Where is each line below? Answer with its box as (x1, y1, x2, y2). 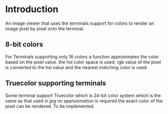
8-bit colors (5, 40, 44, 49)
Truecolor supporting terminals (5, 79, 106, 88)
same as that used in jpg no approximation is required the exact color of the (5, 97, 163, 104)
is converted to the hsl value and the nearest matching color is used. (5, 64, 148, 70)
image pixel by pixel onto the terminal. (5, 25, 85, 31)
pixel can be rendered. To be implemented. (5, 103, 95, 109)
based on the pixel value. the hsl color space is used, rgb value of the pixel (5, 59, 161, 65)
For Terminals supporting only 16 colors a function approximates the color (5, 53, 159, 60)
